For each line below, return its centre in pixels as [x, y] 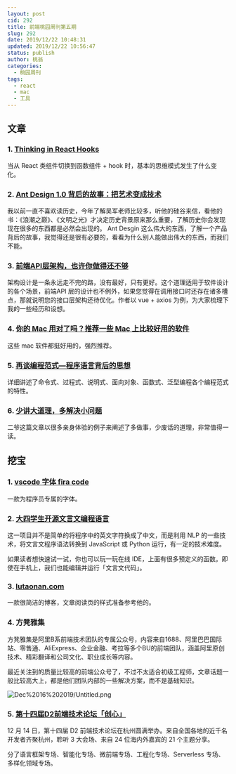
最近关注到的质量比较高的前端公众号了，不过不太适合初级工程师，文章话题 [115, 671]
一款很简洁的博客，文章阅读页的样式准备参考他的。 [81, 603]
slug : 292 [22, 33]
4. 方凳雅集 [26, 622]
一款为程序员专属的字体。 [44, 499]
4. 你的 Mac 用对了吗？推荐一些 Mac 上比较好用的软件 [98, 329]
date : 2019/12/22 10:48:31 [47, 40]
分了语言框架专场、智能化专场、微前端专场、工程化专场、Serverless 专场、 [116, 754]
